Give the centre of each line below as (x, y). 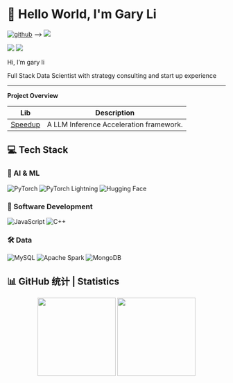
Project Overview (33, 95)
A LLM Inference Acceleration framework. (115, 124)
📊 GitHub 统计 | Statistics (63, 281)
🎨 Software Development (50, 206)
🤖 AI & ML (24, 173)
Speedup (25, 124)
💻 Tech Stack (38, 150)
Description (115, 113)
